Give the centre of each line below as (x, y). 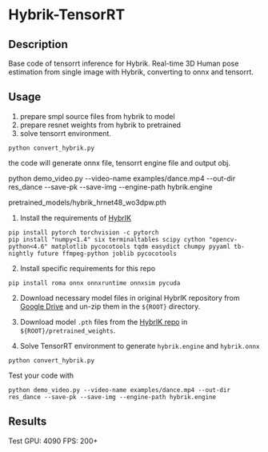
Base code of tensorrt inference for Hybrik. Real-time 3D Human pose (124, 63)
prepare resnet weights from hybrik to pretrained (100, 125)
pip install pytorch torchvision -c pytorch (84, 232)
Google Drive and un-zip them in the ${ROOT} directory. (110, 306)
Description (38, 44)
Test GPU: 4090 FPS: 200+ (53, 441)
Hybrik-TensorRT (67, 15)
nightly (21, 254)
